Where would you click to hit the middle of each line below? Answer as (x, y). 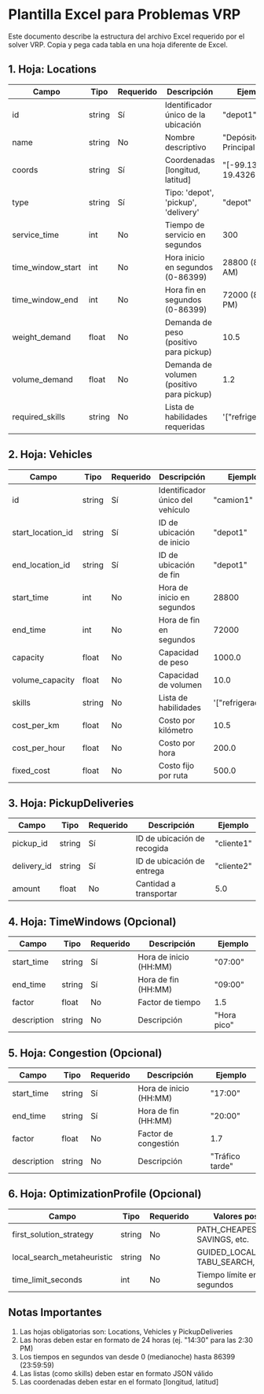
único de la (185, 114)
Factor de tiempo (169, 1003)
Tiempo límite (222, 1274)
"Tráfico (225, 1156)
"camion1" (233, 500)
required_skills (38, 416)
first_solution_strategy (53, 1234)
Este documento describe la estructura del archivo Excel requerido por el (126, 36)
